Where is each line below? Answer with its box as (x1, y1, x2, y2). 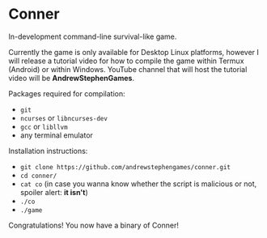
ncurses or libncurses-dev (19, 113, 108, 122)
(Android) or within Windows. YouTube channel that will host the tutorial (8, 64, 248, 74)
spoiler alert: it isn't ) (19, 187, 89, 197)
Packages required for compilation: (8, 88, 125, 98)
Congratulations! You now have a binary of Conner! (8, 220, 180, 230)
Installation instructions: (8, 146, 88, 155)
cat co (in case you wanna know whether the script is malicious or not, (19, 179, 257, 189)
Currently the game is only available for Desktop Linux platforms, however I (8, 47, 259, 57)
